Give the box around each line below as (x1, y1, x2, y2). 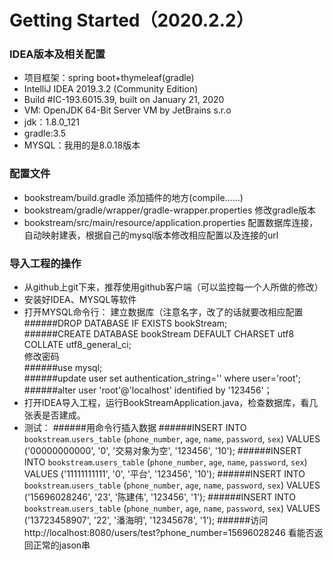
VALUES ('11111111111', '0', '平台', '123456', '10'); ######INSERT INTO (23, 468, 306, 480)
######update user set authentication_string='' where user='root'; (23, 372, 301, 385)
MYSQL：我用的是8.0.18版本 (23, 139, 141, 151)
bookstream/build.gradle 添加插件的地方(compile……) (23, 191, 244, 203)
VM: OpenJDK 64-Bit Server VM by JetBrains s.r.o (23, 104, 232, 116)
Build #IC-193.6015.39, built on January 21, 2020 (23, 94, 225, 106)
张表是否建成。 (23, 409, 86, 421)
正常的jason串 (32, 539, 91, 551)
